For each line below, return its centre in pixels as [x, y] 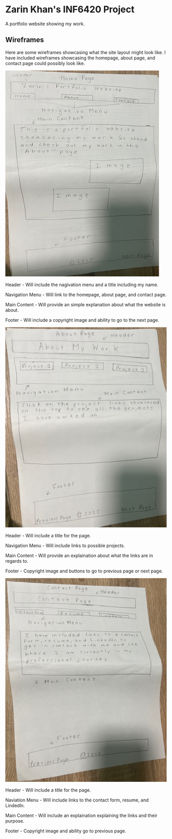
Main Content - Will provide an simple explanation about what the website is [85, 304]
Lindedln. [15, 805]
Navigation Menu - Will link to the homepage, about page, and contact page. [86, 294]
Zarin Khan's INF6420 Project [70, 10]
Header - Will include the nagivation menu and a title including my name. [82, 285]
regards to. [17, 561]
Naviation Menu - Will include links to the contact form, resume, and [77, 800]
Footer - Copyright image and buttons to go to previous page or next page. [84, 571]
